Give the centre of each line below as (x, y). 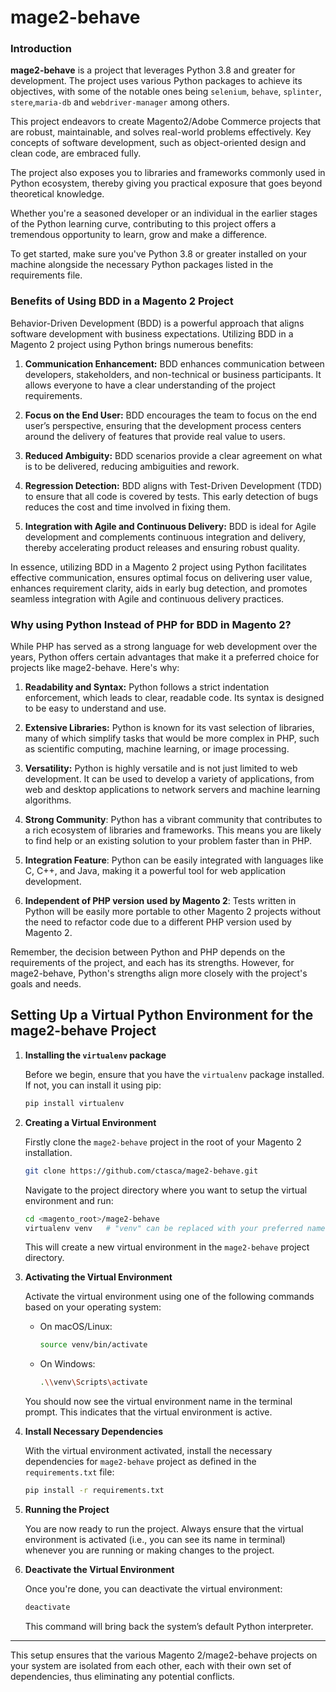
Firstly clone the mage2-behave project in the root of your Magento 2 (163, 1142)
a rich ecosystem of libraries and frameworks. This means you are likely (173, 830)
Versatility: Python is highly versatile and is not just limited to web (161, 768)
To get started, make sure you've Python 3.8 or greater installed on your (159, 254)
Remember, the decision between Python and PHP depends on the (148, 952)
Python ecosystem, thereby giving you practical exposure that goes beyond (166, 183)
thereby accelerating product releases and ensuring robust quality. (162, 547)
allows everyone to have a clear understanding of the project (150, 385)
